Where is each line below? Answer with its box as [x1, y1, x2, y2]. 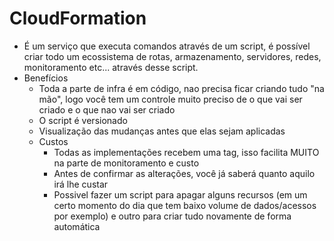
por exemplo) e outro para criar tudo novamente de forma [53, 210, 292, 222]
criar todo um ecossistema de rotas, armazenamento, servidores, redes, [23, 50, 322, 62]
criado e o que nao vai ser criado [38, 103, 176, 116]
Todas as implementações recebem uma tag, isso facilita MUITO [53, 146, 320, 158]
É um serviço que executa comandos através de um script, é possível [23, 40, 311, 52]
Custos [38, 135, 69, 147]
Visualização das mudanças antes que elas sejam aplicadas [38, 125, 286, 137]
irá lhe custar [53, 178, 109, 190]
